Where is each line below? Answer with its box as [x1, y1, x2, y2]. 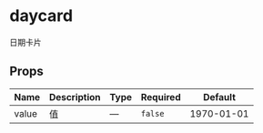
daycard [9, 5, 74, 26]
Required [140, 90, 181, 103]
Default [203, 90, 237, 103]
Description [48, 90, 102, 103]
